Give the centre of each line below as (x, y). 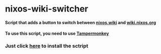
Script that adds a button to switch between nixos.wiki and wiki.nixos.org (80, 22)
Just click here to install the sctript (47, 46)
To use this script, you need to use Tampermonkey (57, 34)
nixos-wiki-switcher (47, 9)
